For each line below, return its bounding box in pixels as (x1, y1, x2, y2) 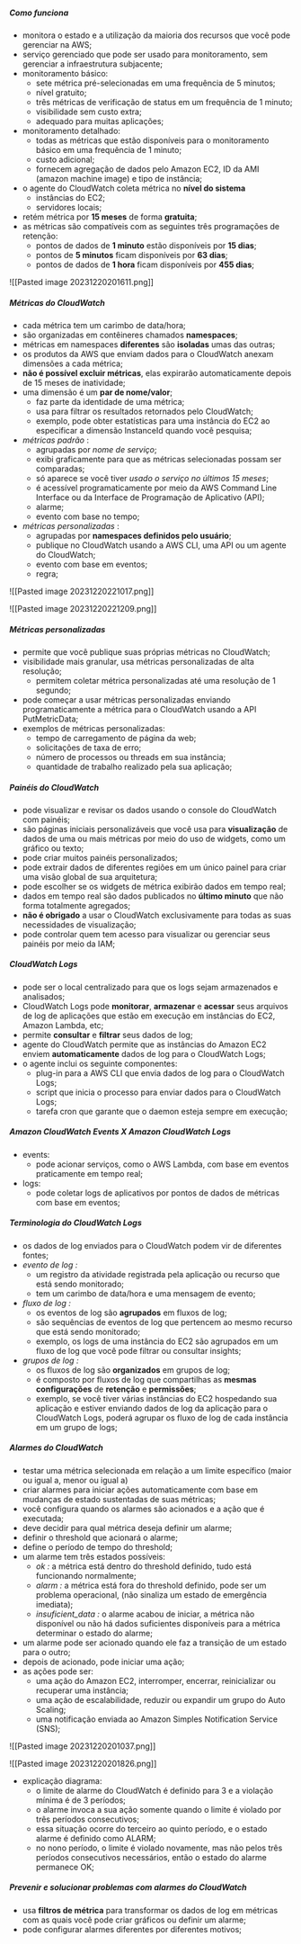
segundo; (35, 685, 72, 695)
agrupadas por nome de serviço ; (35, 443, 157, 454)
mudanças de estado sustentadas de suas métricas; (22, 1493, 217, 1504)
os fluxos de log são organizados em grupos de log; (35, 1364, 231, 1375)
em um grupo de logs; (35, 1421, 119, 1432)
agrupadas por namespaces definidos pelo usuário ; (35, 530, 232, 541)
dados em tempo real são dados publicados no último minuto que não (22, 891, 284, 901)
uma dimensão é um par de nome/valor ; (22, 387, 173, 398)
